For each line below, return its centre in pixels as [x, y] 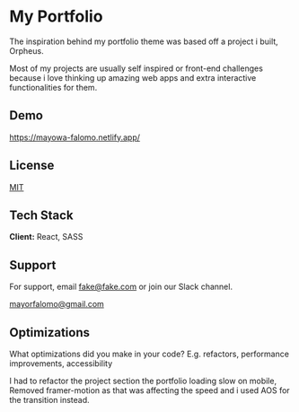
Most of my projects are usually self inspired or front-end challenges [136, 68]
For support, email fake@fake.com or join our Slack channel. [121, 287]
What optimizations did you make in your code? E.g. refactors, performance [149, 354]
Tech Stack [41, 215]
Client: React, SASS [46, 237]
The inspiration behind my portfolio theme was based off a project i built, [144, 41]
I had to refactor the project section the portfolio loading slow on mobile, [143, 381]
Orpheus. [26, 50]
